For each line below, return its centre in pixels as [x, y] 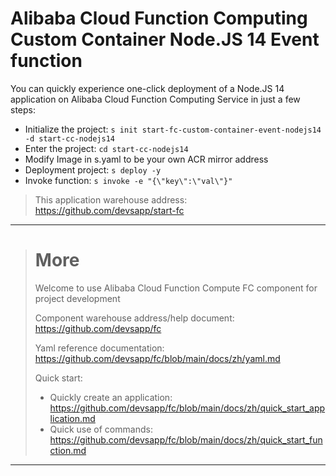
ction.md [68, 450]
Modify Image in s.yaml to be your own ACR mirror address [146, 159]
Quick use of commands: [101, 429]
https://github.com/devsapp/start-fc [109, 210]
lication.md [72, 418]
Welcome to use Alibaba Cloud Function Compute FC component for [176, 288]
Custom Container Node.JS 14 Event [165, 39]
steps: [23, 109]
